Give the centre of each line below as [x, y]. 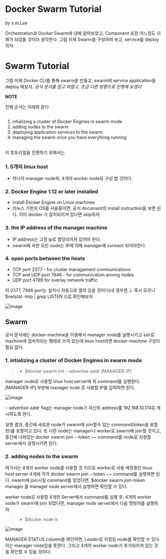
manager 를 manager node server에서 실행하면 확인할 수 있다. [66, 486]
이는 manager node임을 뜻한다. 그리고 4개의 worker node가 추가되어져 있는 [79, 546]
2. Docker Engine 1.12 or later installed [52, 191]
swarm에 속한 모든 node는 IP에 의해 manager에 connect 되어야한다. [79, 245]
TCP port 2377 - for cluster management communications [71, 269]
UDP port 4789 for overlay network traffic [55, 280]
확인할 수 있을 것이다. [31, 552]
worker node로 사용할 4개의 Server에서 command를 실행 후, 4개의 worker [79, 497]
